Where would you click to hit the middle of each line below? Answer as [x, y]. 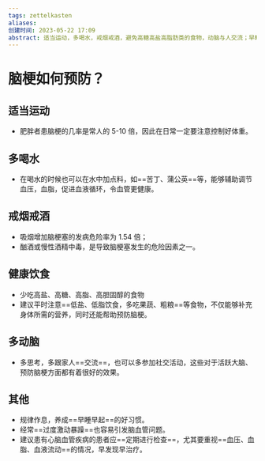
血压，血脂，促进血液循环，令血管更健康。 [89, 189]
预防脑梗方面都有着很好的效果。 [71, 372]
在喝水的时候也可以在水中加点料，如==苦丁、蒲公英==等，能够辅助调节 [136, 179]
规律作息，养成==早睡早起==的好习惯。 [84, 420]
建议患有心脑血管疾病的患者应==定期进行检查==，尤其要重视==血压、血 [137, 440]
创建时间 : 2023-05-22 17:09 [52, 30]
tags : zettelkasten [40, 15]
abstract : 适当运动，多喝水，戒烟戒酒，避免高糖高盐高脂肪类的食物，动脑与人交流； [129, 38]
